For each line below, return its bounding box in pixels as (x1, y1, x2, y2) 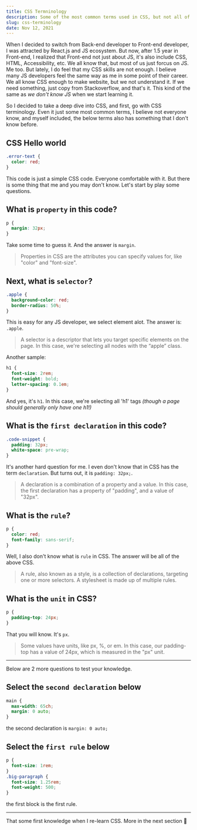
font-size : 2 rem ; (11, 371, 54, 377)
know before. (6, 121, 38, 128)
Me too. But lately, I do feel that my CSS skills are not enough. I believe (6, 66, 177, 73)
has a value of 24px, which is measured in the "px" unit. (30, 648, 165, 655)
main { (6, 697, 22, 704)
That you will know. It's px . (6, 631, 70, 638)
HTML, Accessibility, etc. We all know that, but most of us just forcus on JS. (6, 60, 189, 67)
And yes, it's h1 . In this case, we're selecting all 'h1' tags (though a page (6, 397, 180, 405)
